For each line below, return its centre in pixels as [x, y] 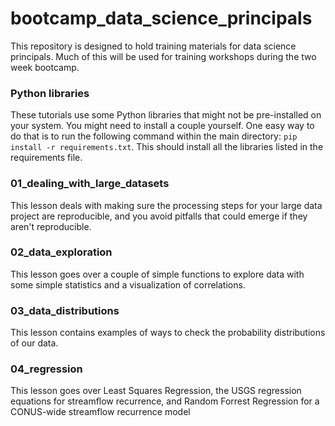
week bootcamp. [45, 67]
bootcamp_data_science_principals [161, 18]
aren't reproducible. [51, 226]
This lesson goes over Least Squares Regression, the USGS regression [156, 391]
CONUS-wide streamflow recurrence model [100, 412]
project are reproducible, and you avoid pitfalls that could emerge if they [159, 216]
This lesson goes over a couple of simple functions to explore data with [157, 274]
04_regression [46, 369]
